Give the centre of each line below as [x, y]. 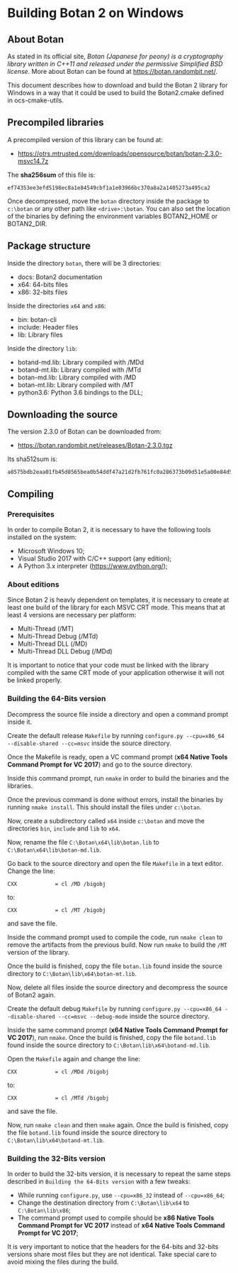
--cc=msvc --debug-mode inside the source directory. [134, 1016]
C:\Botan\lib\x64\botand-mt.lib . [56, 1140]
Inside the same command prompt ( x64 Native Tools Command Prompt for [118, 1030]
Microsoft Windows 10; [51, 551]
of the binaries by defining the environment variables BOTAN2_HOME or [113, 216]
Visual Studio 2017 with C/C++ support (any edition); [95, 558]
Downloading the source [63, 415]
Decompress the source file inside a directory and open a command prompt [118, 714]
